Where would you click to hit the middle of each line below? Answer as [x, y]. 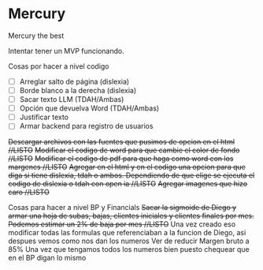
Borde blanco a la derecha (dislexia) [78, 90]
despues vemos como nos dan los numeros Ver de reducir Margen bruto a [129, 241]
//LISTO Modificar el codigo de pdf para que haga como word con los [121, 159]
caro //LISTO [29, 192]
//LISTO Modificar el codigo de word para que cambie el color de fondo [124, 150]
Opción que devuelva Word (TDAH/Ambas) [89, 108]
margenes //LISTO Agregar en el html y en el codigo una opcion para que [127, 167]
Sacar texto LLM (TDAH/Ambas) [72, 99]
